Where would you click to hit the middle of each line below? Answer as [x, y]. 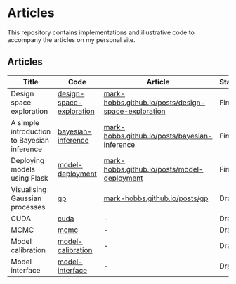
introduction [31, 131]
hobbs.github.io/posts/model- [153, 169]
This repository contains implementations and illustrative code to [101, 32]
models [23, 169]
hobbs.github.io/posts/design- [155, 102]
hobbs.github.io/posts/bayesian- [158, 136]
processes [28, 207]
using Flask [29, 178]
